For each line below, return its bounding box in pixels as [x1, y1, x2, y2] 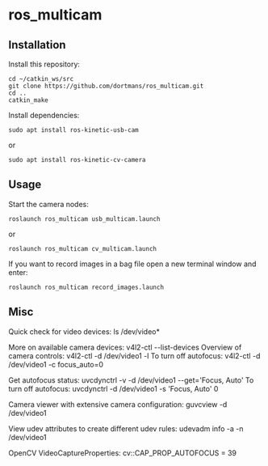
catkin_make [8, 96, 48, 104]
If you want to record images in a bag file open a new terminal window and [8, 259, 257, 269]
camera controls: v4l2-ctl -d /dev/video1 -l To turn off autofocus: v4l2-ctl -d [8, 350, 261, 361]
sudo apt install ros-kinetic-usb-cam [8, 126, 139, 134]
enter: [8, 267, 28, 277]
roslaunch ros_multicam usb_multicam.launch [8, 214, 161, 223]
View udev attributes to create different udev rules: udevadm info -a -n [8, 423, 244, 434]
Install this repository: [8, 59, 81, 69]
